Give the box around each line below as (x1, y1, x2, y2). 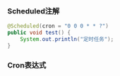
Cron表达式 (7, 60, 47, 70)
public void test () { (7, 30, 71, 37)
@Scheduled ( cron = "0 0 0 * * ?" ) (7, 23, 109, 30)
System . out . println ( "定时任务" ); (20, 36, 114, 43)
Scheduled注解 (7, 6, 60, 15)
